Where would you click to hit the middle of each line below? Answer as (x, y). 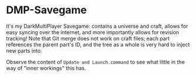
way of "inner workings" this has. (46, 68)
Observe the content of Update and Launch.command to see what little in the (96, 62)
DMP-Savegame (47, 10)
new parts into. (24, 50)
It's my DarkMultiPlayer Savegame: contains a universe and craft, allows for (97, 26)
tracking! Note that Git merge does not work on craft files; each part (88, 38)
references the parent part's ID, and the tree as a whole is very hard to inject (98, 45)
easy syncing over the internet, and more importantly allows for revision (93, 32)
